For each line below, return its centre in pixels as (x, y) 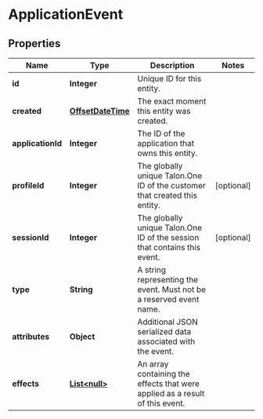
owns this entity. (168, 153)
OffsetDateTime (100, 111)
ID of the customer (171, 186)
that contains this (169, 247)
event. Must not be (171, 290)
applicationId (37, 143)
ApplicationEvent (66, 15)
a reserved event (168, 299)
